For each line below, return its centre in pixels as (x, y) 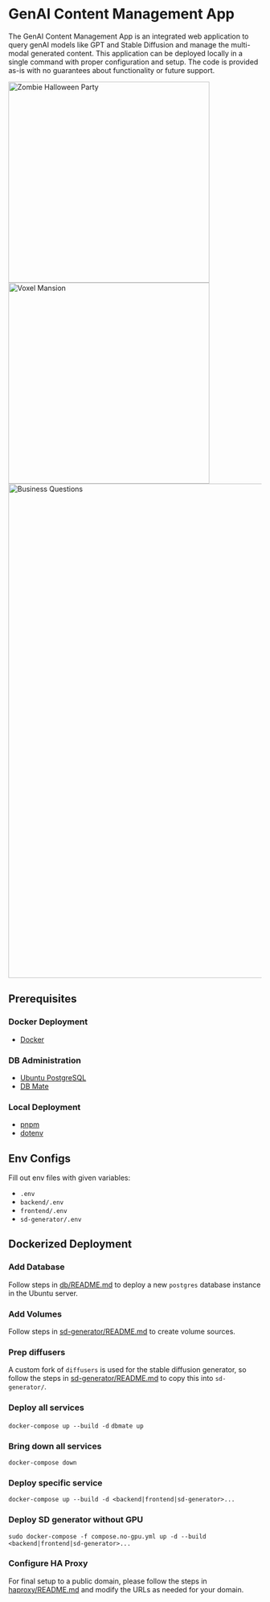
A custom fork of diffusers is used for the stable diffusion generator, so (127, 1370)
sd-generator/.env (51, 1220)
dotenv (32, 1133)
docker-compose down (43, 1463)
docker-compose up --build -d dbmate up (76, 1426)
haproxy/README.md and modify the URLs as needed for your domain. (126, 1589)
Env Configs (39, 1158)
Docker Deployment (48, 1022)
